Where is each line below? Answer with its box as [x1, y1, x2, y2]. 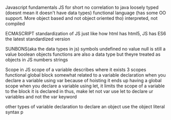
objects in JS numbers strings [5, 57, 68, 63]
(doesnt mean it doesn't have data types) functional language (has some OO [5, 10, 166, 16]
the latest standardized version [5, 36, 70, 42]
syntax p [5, 109, 24, 115]
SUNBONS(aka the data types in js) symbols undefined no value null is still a [5, 46, 166, 52]
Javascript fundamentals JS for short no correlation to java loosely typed [5, 5, 159, 10]
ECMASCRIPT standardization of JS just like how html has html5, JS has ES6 [5, 31, 166, 36]
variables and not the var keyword [5, 94, 77, 100]
